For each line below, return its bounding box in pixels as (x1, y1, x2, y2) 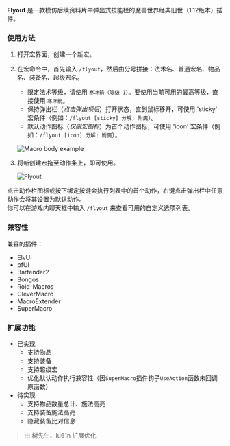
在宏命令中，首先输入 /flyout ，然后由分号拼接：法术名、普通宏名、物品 (16, 64, 220, 73)
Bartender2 (16, 268, 49, 276)
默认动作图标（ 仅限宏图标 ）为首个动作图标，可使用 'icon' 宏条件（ (27, 122, 214, 130)
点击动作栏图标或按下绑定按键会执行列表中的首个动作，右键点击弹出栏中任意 (7, 187, 223, 195)
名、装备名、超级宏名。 (16, 73, 84, 82)
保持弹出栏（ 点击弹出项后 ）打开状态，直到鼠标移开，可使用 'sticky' (27, 105, 218, 113)
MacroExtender (16, 297, 61, 305)
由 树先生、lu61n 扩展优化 (23, 431, 97, 439)
